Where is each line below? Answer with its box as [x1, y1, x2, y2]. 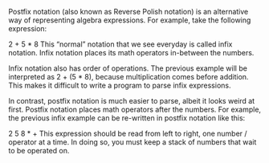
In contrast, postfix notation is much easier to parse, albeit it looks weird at [8, 96, 255, 105]
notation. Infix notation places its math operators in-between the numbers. [8, 48, 255, 57]
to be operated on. [8, 146, 70, 155]
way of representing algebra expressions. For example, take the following [8, 15, 251, 25]
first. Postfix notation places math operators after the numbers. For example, [8, 104, 262, 114]
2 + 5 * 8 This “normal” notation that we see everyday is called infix [8, 39, 233, 49]
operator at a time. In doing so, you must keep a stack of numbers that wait [8, 137, 257, 147]
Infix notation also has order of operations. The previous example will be [8, 63, 247, 73]
